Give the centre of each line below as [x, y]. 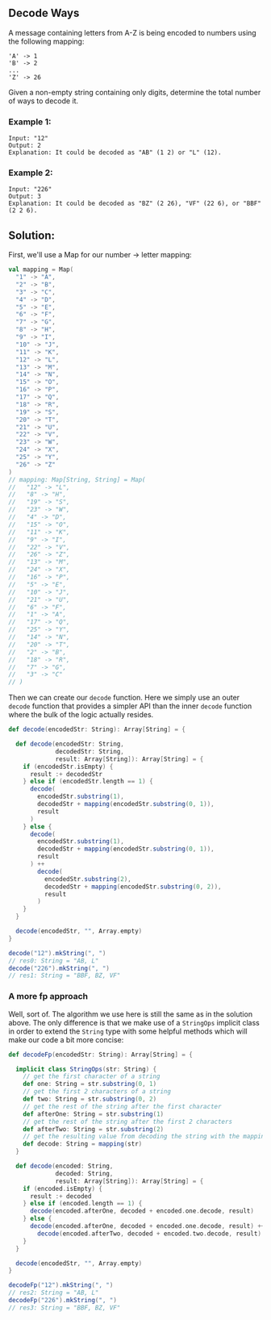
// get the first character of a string [92, 1076]
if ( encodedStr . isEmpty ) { [68, 767]
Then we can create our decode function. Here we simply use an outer [124, 698]
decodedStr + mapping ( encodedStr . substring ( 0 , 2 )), [133, 887]
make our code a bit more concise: [66, 1039]
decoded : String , [84, 1173]
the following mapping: [46, 41]
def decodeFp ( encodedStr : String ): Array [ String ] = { [101, 1055]
